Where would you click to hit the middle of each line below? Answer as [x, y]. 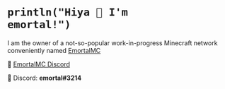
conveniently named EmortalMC [54, 50]
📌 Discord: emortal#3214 [45, 78]
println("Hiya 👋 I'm [68, 12]
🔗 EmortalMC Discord [39, 64]
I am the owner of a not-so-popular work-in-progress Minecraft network [112, 43]
